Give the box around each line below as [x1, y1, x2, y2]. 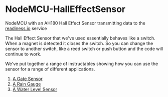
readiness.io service [5, 25, 47, 31]
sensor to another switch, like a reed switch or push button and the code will [5, 45, 163, 51]
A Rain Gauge [12, 81, 41, 87]
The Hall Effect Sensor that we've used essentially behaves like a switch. [5, 35, 155, 41]
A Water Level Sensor [12, 86, 58, 92]
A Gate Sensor [12, 75, 43, 81]
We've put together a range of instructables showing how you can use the [5, 60, 158, 66]
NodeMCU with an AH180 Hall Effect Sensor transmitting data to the [5, 20, 145, 26]
